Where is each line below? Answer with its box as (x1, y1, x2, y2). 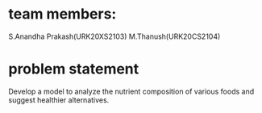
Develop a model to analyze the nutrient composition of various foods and (8, 86, 255, 96)
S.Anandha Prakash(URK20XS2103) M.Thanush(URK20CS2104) (8, 31, 221, 41)
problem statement (8, 60, 139, 78)
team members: (8, 5, 117, 23)
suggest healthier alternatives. (8, 94, 110, 105)
